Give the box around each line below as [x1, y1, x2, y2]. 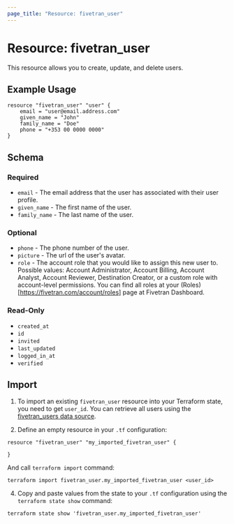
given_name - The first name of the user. [17, 203, 132, 211]
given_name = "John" [20, 114, 80, 121]
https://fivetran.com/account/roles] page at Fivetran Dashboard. [20, 288, 205, 297]
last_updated [17, 345, 56, 352]
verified [17, 360, 43, 367]
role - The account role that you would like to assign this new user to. [17, 259, 219, 267]
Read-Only [7, 306, 45, 315]
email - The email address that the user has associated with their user [17, 188, 219, 197]
